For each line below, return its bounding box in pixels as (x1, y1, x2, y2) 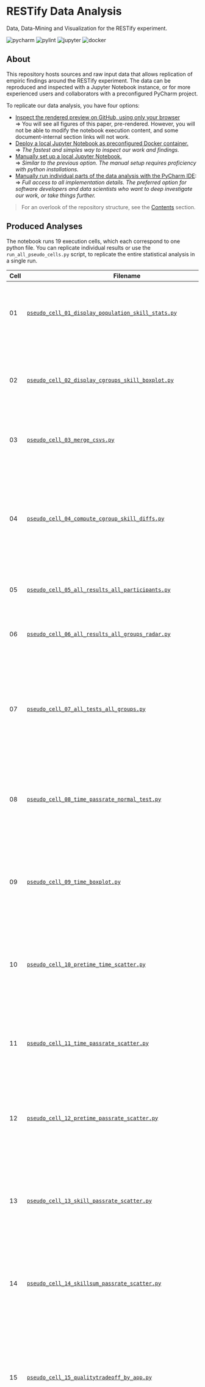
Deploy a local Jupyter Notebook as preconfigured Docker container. (15, 139, 189, 147)
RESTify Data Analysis (6, 4, 122, 18)
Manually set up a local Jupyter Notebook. (15, 152, 122, 160)
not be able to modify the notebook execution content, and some (15, 127, 179, 134)
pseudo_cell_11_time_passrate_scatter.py (27, 1039, 149, 1047)
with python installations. (15, 165, 79, 173)
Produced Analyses (6, 221, 83, 232)
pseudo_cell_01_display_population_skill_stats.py (27, 309, 177, 316)
